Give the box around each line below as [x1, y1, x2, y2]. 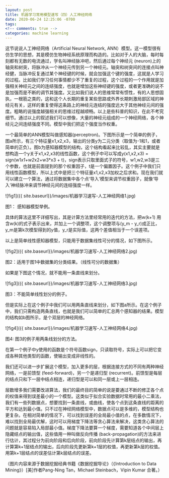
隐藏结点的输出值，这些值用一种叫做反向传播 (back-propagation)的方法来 [5, 431, 157, 437]
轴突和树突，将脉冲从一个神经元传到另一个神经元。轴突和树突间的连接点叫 [5, 64, 159, 70]
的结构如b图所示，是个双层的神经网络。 [5, 315, 88, 320]
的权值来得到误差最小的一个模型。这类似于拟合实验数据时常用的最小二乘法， [5, 393, 164, 399]
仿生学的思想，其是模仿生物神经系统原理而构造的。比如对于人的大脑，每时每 [5, 51, 164, 57]
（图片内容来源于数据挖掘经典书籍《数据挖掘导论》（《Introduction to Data [5, 461, 157, 466]
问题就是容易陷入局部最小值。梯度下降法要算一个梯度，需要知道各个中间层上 [5, 425, 164, 431]
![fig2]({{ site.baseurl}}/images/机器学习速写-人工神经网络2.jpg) [5, 248, 137, 254]
